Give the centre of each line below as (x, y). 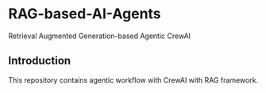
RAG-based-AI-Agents (85, 14)
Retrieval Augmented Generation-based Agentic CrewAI (100, 36)
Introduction (40, 61)
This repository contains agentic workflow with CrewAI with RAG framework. (133, 79)
